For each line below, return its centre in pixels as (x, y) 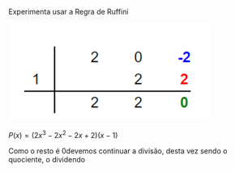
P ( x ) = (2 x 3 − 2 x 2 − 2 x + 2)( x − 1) (63, 134)
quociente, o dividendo (47, 159)
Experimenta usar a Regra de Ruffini (68, 12)
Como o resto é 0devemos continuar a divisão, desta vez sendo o (118, 151)
